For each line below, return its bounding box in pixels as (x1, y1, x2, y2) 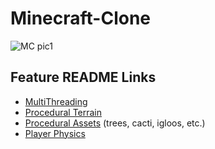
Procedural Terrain (24, 106, 103, 118)
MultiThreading (24, 95, 88, 107)
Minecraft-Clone (10, 7, 152, 30)
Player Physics (24, 127, 86, 139)
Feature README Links (10, 69, 157, 86)
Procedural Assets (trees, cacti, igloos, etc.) (24, 117, 206, 129)
